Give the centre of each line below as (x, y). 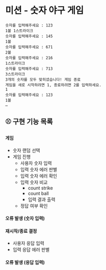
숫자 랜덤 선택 (26, 150)
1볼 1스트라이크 (19, 31)
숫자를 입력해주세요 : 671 (29, 47)
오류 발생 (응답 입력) (25, 262)
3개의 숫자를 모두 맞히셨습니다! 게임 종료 (43, 80)
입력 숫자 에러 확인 (39, 176)
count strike (41, 188)
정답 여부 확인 (34, 206)
